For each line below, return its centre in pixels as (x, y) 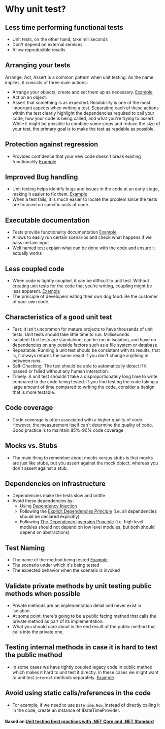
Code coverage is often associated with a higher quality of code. (78, 419)
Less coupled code (35, 269)
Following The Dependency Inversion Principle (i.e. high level (82, 522)
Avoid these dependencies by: (43, 501)
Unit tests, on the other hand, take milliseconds (60, 39)
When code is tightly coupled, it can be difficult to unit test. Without (81, 281)
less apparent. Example (36, 291)
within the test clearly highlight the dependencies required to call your (83, 113)
